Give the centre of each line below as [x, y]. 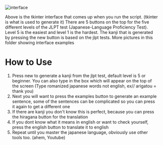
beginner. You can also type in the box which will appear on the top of [82, 81]
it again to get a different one [41, 106]
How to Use [29, 62]
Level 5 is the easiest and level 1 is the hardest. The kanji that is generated [79, 32]
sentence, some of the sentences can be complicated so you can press [83, 101]
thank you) [23, 91]
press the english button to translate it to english [60, 127]
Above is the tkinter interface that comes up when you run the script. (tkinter [81, 17]
